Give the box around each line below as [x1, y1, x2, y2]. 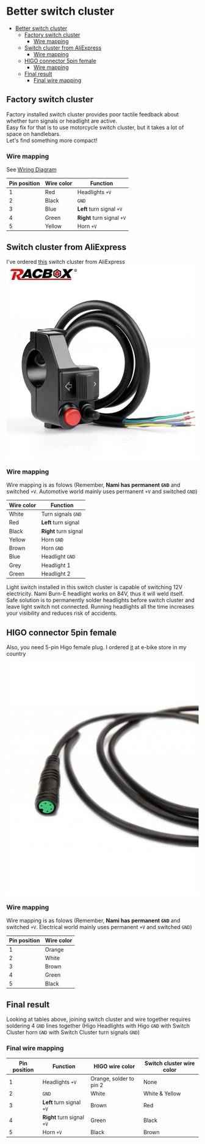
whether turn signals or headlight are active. [6, 117, 118, 124]
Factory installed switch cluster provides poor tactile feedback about [6, 110, 179, 118]
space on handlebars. [6, 130, 61, 137]
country [6, 650, 26, 658]
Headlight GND [41, 553, 76, 560]
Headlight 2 [41, 570, 71, 577]
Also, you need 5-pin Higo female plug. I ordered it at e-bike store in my [6, 644, 187, 651]
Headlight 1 [41, 562, 71, 569]
